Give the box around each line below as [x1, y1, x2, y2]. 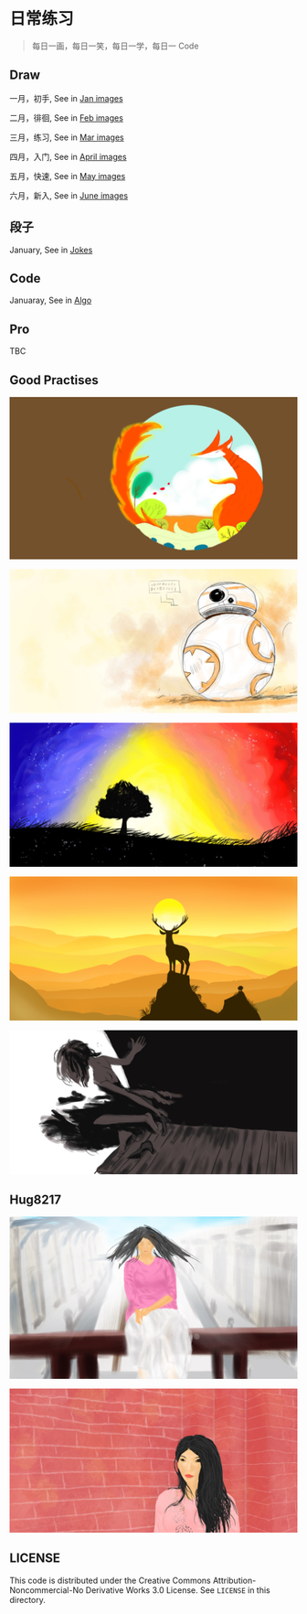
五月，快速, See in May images [9, 170, 126, 181]
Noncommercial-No [9, 1584, 84, 1596]
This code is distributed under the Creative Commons [9, 1575, 212, 1586]
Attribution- [213, 1575, 257, 1586]
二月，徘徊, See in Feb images [9, 112, 123, 123]
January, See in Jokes [9, 244, 93, 255]
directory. [9, 1594, 46, 1605]
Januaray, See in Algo [9, 294, 92, 306]
